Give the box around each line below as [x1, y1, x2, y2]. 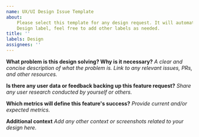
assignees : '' [6, 42, 41, 48]
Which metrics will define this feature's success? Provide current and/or [6, 100, 188, 107]
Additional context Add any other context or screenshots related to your [6, 117, 184, 125]
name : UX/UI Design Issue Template [6, 8, 94, 15]
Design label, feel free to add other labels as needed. [17, 25, 161, 31]
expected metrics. [6, 106, 50, 113]
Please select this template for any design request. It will [17, 20, 174, 26]
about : [6, 14, 23, 20]
